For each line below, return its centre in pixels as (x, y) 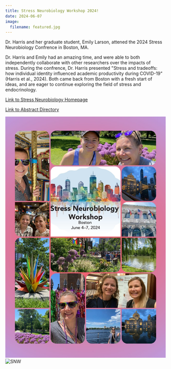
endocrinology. (21, 90)
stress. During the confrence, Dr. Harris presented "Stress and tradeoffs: (81, 68)
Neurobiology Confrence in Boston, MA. (47, 47)
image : (12, 21)
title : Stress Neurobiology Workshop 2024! (52, 11)
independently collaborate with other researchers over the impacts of (78, 63)
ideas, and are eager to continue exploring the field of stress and (73, 85)
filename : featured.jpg (35, 27)
